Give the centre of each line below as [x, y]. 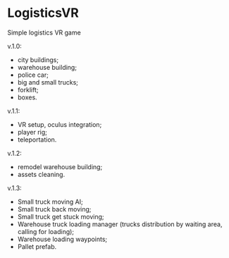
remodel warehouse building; [60, 166]
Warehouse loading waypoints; [62, 239]
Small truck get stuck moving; [61, 216]
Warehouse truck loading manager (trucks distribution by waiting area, [120, 224]
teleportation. [37, 140]
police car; [33, 75]
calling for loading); [46, 231]
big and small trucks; [48, 82]
